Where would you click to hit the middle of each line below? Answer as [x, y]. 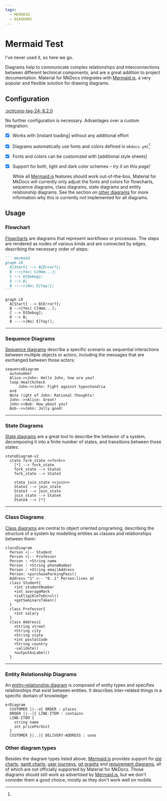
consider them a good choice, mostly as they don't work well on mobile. [79, 780]
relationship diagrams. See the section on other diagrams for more [80, 192]
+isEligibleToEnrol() [36, 596]
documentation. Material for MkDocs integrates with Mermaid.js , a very [78, 78]
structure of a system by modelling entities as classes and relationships [78, 533]
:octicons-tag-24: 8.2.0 [29, 111]
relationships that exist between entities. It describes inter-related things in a [83, 690]
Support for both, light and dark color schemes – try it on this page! [81, 166]
